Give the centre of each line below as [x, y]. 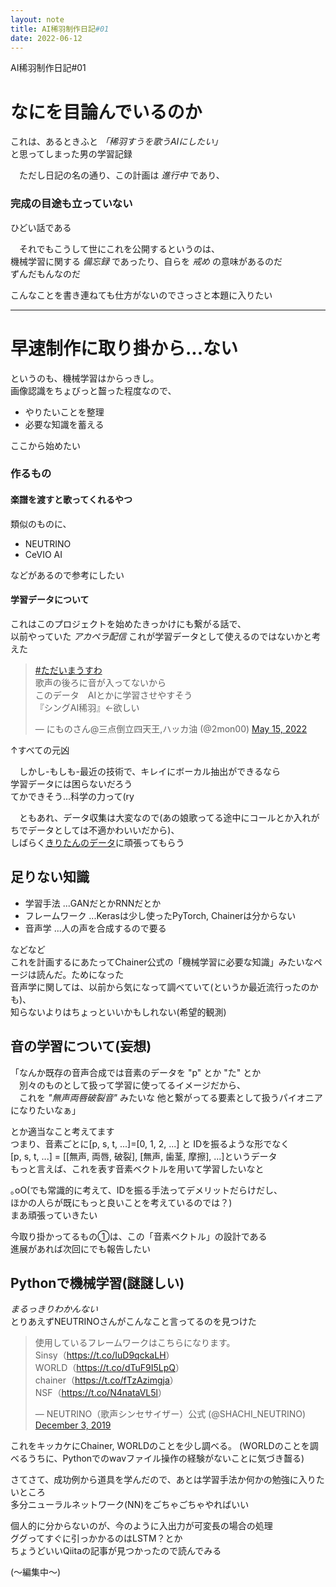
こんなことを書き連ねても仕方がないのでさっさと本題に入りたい [141, 295]
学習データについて [50, 600]
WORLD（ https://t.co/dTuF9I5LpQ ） [109, 1368]
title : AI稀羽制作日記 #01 [60, 29]
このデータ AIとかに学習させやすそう [113, 695]
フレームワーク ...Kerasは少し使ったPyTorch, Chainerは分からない [160, 915]
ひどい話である [41, 227]
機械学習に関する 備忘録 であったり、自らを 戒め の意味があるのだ [146, 261]
